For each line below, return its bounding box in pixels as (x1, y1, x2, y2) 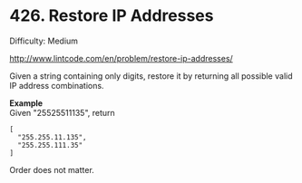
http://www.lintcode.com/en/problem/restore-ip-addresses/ (9, 53, 233, 63)
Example (9, 97, 44, 109)
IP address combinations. (9, 80, 104, 91)
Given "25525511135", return (9, 107, 115, 118)
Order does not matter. (9, 164, 95, 175)
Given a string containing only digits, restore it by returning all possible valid (9, 70, 293, 82)
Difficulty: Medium (9, 35, 79, 46)
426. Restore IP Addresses (9, 5, 214, 26)
